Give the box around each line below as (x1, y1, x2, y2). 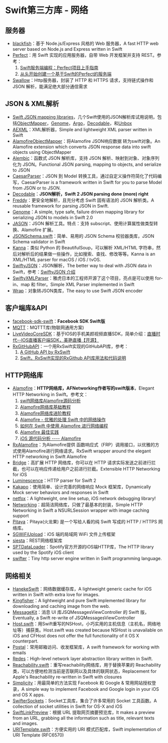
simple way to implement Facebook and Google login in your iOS (26, 686, 159, 692)
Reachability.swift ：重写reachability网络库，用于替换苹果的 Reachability (12, 662, 161, 668)
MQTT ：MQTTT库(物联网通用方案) (12, 324, 84, 330)
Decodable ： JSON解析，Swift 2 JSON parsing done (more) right (12, 191, 149, 197)
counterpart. (12, 638, 39, 644)
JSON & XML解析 (5, 100, 59, 108)
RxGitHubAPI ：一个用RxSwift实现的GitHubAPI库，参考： (12, 343, 129, 349)
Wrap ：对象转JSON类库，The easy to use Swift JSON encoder (12, 288, 143, 294)
